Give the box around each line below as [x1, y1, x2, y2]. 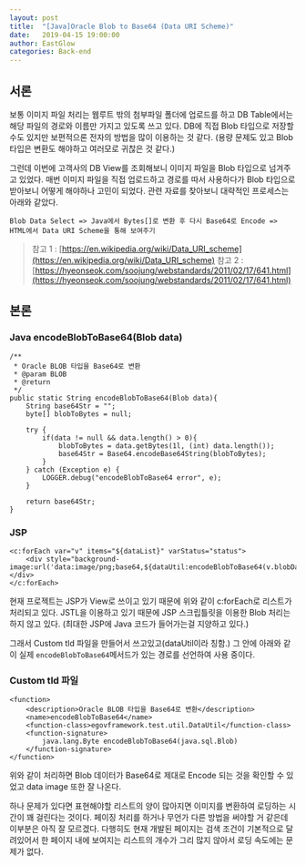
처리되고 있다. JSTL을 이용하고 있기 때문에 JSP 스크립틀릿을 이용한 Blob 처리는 [9, 606, 291, 617]
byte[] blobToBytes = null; [25, 409, 132, 419]
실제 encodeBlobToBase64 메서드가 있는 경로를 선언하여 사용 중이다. [18, 648, 255, 660]
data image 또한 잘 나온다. [25, 781, 121, 792]
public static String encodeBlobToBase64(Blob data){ [9, 393, 219, 402]
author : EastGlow [9, 38, 76, 48]
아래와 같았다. [9, 197, 59, 208]
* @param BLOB [13, 370, 67, 379]
